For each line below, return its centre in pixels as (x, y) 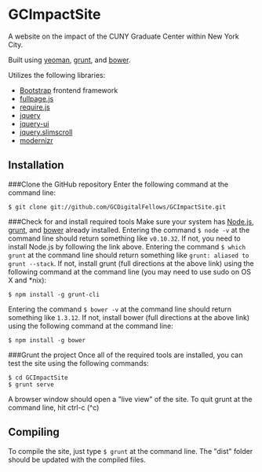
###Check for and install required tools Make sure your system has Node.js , (131, 221)
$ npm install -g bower (47, 340)
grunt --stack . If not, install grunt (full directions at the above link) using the (131, 263)
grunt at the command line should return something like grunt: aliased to (129, 255)
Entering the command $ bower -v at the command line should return (120, 309)
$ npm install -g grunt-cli (54, 294)
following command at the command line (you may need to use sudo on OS (129, 271)
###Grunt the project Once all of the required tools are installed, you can (126, 355)
